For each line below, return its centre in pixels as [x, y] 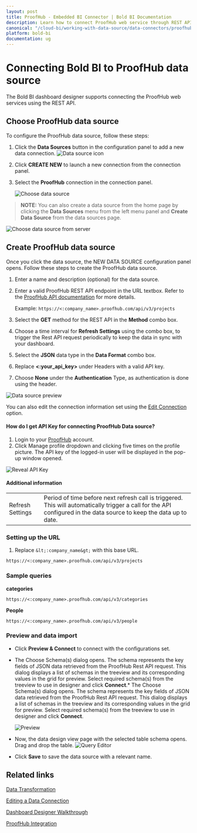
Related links [30, 775]
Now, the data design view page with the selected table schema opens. [101, 739]
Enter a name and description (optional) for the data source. [87, 279]
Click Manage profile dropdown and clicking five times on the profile [97, 446]
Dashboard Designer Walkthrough [47, 812]
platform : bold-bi [28, 34]
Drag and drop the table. [44, 745]
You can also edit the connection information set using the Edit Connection [96, 407]
